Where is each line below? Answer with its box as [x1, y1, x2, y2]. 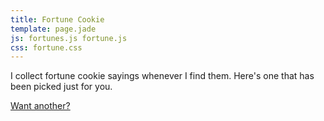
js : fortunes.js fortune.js [10, 33, 128, 43]
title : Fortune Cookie [10, 14, 105, 25]
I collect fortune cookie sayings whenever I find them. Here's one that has [10, 70, 315, 82]
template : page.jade [10, 24, 97, 34]
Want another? [10, 100, 71, 112]
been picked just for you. [10, 81, 113, 93]
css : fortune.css [10, 42, 83, 53]
